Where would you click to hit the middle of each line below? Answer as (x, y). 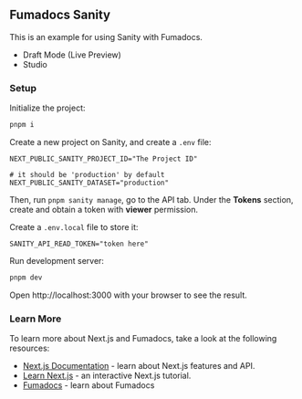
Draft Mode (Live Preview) (72, 55)
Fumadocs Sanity (60, 15)
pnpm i (22, 125)
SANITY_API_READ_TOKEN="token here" (79, 244)
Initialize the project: (47, 108)
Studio (35, 64)
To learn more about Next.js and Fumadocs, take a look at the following (143, 339)
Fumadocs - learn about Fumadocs (89, 385)
